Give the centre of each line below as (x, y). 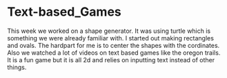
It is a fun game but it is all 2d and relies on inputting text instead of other (111, 60)
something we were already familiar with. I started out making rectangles (110, 38)
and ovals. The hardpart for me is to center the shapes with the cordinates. (113, 45)
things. (17, 67)
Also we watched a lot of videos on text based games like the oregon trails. (114, 53)
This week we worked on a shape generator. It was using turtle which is (109, 31)
